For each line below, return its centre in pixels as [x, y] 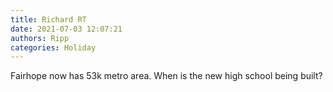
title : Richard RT [48, 19]
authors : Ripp [40, 38]
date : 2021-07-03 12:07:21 [66, 29]
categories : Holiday [53, 47]
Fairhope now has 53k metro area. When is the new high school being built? [166, 76]
